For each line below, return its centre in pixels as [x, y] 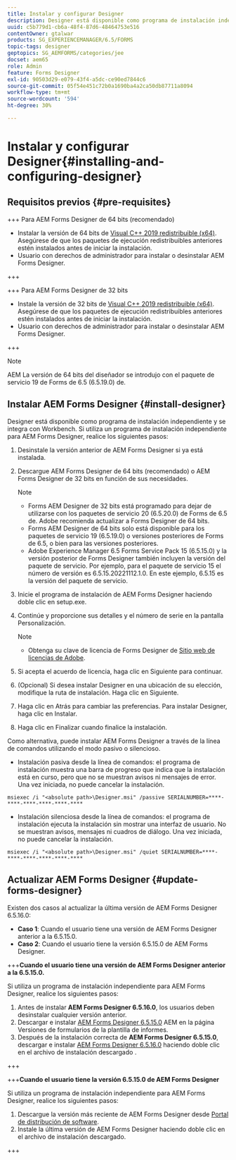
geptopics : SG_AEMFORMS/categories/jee [66, 54]
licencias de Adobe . [57, 657]
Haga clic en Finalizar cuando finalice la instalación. [92, 727]
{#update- [175, 880]
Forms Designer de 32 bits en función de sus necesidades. [103, 478]
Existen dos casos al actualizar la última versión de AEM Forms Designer [112, 908]
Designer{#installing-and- [86, 162]
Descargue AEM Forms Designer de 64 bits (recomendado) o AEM [114, 471]
